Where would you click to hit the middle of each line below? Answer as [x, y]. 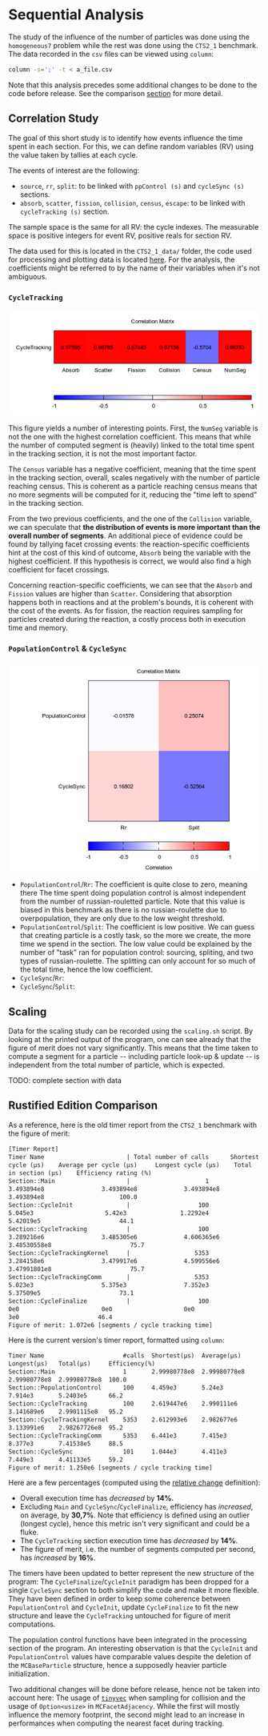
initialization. [29, 1674]
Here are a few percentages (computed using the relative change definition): [134, 1482]
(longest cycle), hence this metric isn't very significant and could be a [135, 1523]
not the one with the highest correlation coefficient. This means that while [130, 436]
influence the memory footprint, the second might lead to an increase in [127, 1714]
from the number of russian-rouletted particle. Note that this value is [132, 901]
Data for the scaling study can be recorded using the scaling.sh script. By [131, 1031]
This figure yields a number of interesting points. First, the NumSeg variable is [133, 428]
